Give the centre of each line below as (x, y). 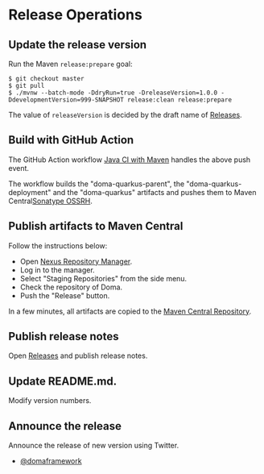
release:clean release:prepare (179, 100)
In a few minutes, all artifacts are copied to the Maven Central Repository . (130, 311)
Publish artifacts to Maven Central (96, 226)
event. (19, 168)
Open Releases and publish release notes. (78, 355)
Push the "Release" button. (65, 295)
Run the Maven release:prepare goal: (70, 64)
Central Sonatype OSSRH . (50, 201)
